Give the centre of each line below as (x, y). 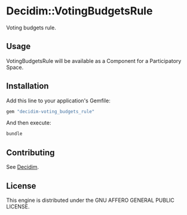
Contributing (30, 152)
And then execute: (29, 123)
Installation (27, 86)
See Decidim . (23, 167)
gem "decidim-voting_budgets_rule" (50, 111)
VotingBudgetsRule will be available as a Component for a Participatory (94, 60)
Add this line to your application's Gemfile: (58, 101)
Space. (15, 67)
